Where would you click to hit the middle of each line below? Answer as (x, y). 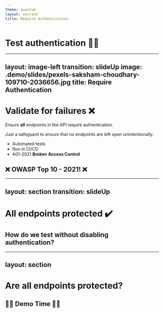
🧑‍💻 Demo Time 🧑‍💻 (33, 304)
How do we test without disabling (57, 235)
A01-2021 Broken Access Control (46, 154)
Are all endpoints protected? (64, 286)
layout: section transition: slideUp (58, 191)
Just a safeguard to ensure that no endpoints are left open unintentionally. (79, 134)
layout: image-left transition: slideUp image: (74, 67)
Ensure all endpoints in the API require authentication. (59, 125)
